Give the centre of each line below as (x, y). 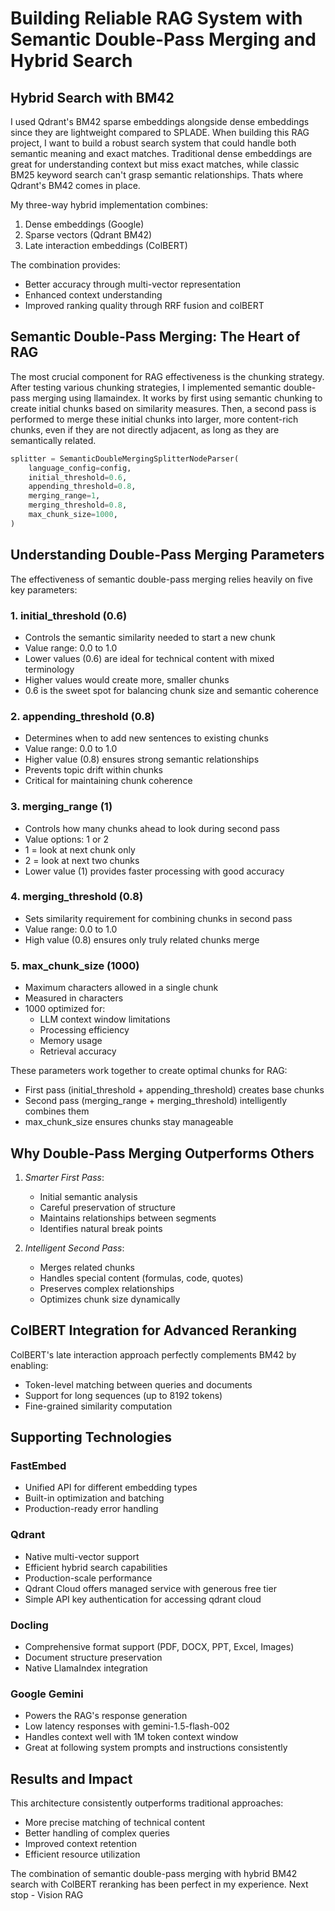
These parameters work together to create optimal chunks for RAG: (149, 1071)
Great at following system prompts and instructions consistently (156, 1748)
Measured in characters (74, 998)
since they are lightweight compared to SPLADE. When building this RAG (160, 132)
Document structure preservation (93, 1658)
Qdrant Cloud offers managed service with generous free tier (151, 1588)
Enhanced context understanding (93, 295)
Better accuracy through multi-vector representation (132, 284)
